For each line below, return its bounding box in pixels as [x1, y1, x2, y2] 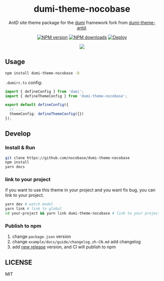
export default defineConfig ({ [5, 102, 69, 107]
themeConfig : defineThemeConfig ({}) [9, 112, 84, 117]
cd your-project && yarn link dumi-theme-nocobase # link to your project [5, 211, 161, 216]
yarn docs [5, 164, 25, 169]
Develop [5, 130, 31, 138]
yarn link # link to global [5, 207, 62, 211]
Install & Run [5, 144, 36, 151]
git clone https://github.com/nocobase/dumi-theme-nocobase [5, 155, 130, 160]
